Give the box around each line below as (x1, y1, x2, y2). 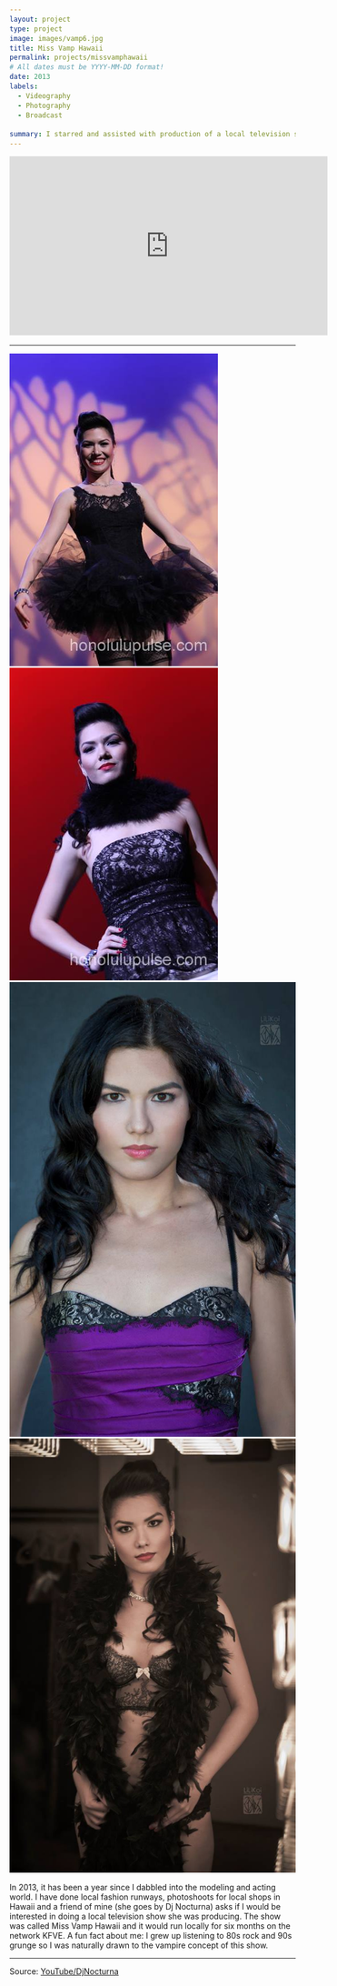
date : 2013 (9, 73, 51, 82)
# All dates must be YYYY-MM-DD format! (9, 63, 165, 72)
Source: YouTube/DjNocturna (9, 1966, 120, 1977)
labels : (9, 82, 39, 91)
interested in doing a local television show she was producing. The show (9, 1911, 282, 1922)
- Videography (17, 91, 71, 100)
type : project (9, 24, 64, 34)
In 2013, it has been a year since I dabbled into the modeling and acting (9, 1882, 276, 1893)
